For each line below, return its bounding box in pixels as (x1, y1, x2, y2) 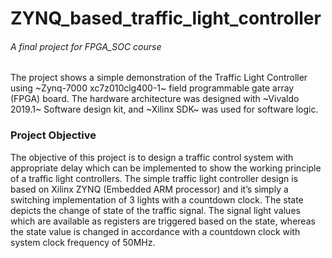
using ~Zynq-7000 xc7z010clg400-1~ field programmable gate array (10, 82, 295, 94)
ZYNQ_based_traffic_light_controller (10, 7, 322, 30)
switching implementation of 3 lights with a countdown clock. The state (10, 193, 304, 206)
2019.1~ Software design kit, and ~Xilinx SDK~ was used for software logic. (10, 103, 319, 116)
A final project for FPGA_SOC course (10, 40, 162, 52)
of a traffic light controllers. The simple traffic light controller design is (10, 172, 299, 184)
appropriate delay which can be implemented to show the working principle (10, 162, 322, 174)
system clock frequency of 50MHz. (10, 236, 156, 248)
